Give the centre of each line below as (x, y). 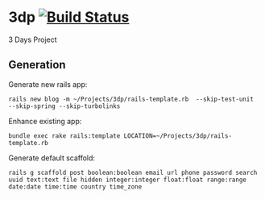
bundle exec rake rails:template (64, 136)
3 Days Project (33, 39)
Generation (37, 65)
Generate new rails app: (48, 84)
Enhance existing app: (45, 121)
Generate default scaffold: (52, 158)
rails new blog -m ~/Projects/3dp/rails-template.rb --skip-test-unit (131, 99)
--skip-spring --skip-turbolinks (64, 106)
